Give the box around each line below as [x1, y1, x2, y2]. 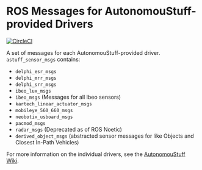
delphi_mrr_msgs [15, 75, 57, 81]
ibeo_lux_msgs [15, 88, 51, 94]
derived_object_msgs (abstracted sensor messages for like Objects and [15, 132, 194, 140]
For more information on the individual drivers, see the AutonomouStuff [6, 151, 186, 158]
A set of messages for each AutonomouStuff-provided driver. [6, 49, 161, 56]
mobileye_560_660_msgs [15, 107, 73, 113]
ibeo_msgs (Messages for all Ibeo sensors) [15, 93, 121, 101]
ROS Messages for [6, 4, 103, 18]
